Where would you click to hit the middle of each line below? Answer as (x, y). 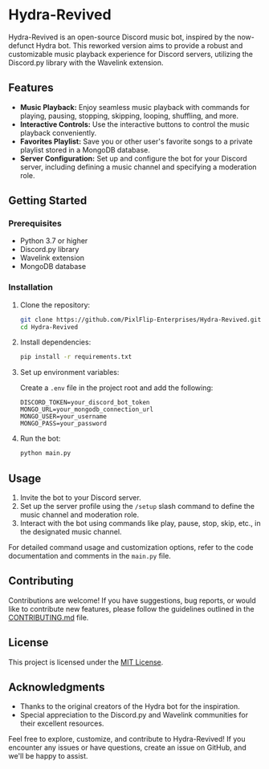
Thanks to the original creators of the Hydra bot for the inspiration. (130, 706)
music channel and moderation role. (79, 515)
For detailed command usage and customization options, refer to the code (131, 547)
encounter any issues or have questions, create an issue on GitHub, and (127, 747)
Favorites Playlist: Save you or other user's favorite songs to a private (136, 141)
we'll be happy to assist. (48, 756)
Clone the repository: (55, 305)
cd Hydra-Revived (49, 327)
